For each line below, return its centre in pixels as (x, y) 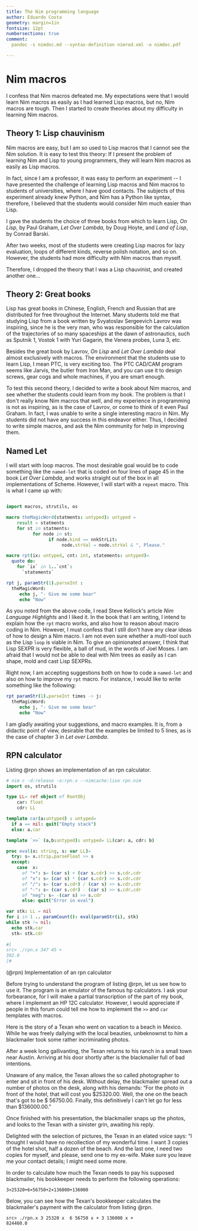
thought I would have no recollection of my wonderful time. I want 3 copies (97, 1143)
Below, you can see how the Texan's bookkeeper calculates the (83, 1201)
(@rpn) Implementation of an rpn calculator (59, 973)
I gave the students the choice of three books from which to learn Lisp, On (97, 221)
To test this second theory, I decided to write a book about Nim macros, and (99, 388)
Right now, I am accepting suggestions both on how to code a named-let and (99, 673)
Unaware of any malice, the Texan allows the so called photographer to (93, 1075)
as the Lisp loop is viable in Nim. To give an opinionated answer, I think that (98, 642)
